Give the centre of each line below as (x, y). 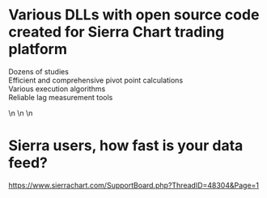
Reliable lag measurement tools (61, 97)
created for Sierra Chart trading (117, 32)
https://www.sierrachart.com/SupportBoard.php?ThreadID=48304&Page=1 (134, 185)
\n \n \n (21, 113)
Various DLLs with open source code (134, 15)
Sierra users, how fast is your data (126, 146)
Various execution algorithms (57, 88)
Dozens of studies (38, 71)
